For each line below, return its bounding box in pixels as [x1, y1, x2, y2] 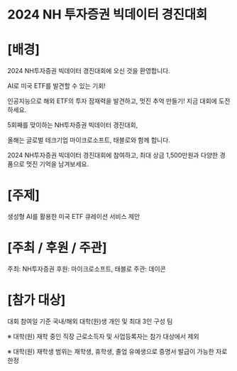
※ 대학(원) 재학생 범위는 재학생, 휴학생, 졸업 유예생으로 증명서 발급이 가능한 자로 [7, 347, 228, 355]
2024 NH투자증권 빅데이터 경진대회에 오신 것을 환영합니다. [7, 67, 170, 75]
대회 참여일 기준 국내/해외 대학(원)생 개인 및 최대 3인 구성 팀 [7, 317, 173, 326]
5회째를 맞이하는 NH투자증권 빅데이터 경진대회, [7, 121, 138, 129]
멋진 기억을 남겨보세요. [26, 160, 89, 168]
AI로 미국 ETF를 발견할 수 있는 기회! [7, 82, 106, 90]
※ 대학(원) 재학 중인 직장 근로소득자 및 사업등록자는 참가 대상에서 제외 [7, 332, 200, 340]
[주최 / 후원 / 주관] [7, 240, 107, 256]
